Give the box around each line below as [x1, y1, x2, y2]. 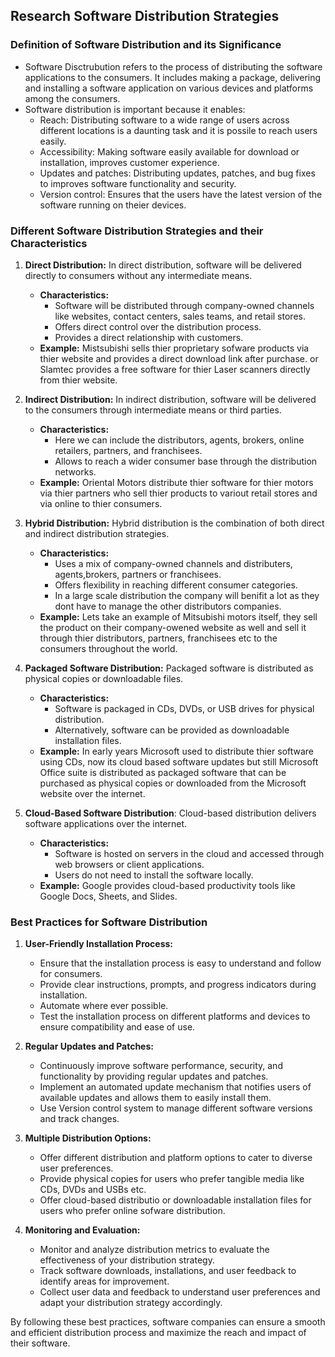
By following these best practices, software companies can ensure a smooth [10, 1316, 326, 1328]
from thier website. [39, 374, 118, 386]
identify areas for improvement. [39, 1275, 170, 1288]
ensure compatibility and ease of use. [39, 1021, 196, 1033]
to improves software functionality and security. [39, 177, 237, 189]
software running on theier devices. [39, 199, 187, 211]
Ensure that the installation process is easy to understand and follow [39, 957, 322, 969]
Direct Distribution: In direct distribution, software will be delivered [24, 259, 302, 271]
